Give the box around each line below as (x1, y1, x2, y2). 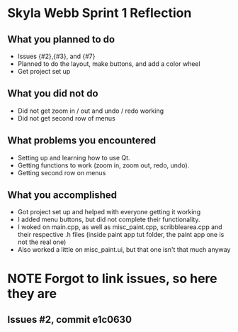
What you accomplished (7, 189, 118, 201)
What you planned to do (7, 33, 115, 45)
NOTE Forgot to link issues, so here (7, 270, 217, 287)
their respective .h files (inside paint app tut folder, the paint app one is (17, 231, 225, 239)
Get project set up (17, 67, 71, 75)
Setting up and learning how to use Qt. (17, 153, 130, 162)
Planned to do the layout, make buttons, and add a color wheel (17, 60, 200, 68)
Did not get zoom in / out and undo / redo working (17, 106, 164, 115)
